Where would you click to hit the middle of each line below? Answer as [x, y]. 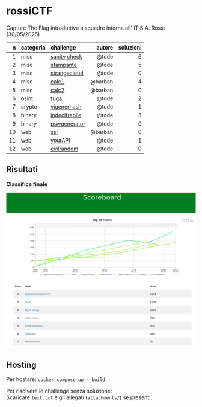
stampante [64, 65]
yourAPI [60, 141]
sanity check [66, 56]
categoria [33, 48]
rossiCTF [29, 11]
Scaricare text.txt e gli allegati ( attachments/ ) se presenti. [79, 397]
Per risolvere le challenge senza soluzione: [59, 391]
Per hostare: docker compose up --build [56, 379]
